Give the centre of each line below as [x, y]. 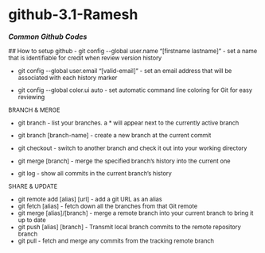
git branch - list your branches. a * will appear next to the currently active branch [129, 123]
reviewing [31, 98]
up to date [32, 220]
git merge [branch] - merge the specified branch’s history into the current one [124, 161]
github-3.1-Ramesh [73, 15]
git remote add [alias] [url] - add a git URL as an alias [90, 199]
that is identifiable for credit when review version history [85, 58]
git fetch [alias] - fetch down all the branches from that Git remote [108, 206]
